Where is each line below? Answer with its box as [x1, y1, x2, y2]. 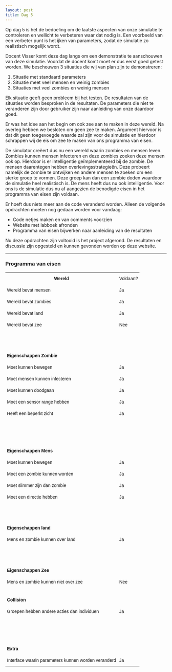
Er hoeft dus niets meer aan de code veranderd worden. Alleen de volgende [5, 201, 165, 207]
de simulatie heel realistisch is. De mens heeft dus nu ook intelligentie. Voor [5, 180, 165, 186]
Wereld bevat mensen [7, 287, 51, 293]
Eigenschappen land [7, 525, 51, 531]
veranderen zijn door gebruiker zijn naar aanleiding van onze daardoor [5, 105, 154, 112]
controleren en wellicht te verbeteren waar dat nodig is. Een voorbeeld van [5, 32, 163, 38]
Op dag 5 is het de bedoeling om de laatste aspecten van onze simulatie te [5, 26, 163, 32]
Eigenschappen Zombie [7, 353, 58, 358]
